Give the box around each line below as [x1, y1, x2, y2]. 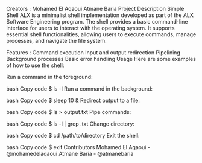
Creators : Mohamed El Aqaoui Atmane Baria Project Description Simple [6, 5, 185, 12]
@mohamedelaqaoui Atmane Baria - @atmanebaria [6, 150, 134, 157]
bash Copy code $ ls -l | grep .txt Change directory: [6, 120, 135, 127]
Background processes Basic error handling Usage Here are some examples [6, 56, 196, 62]
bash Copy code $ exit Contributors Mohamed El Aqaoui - [6, 144, 151, 150]
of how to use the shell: [6, 62, 65, 69]
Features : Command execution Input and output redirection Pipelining [6, 49, 181, 56]
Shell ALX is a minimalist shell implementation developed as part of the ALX [6, 11, 194, 19]
